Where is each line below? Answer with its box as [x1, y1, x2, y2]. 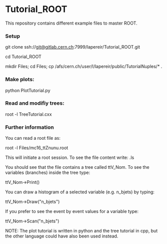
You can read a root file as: [5, 135, 61, 141]
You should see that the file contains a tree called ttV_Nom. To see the [5, 164, 150, 170]
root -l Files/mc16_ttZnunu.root [5, 145, 68, 151]
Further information [5, 124, 54, 131]
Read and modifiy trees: [5, 100, 64, 107]
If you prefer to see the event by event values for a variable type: [5, 208, 139, 214]
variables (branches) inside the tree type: [5, 169, 90, 176]
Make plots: [5, 76, 34, 83]
